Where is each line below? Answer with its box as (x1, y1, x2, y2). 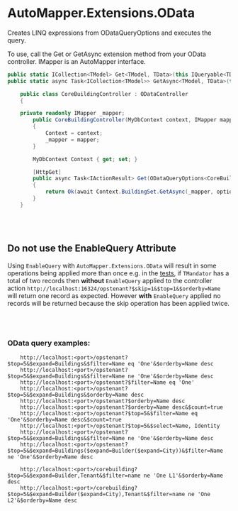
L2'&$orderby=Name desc (7, 497, 78, 504)
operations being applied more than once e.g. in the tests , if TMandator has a (7, 268, 229, 278)
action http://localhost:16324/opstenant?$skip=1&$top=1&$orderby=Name (7, 284, 221, 292)
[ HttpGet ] (33, 168, 62, 175)
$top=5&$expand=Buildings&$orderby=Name (7, 391, 129, 398)
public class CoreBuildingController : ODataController (20, 90, 189, 97)
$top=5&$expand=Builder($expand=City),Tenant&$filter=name (7, 490, 186, 498)
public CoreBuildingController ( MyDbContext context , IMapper (33, 116, 217, 123)
